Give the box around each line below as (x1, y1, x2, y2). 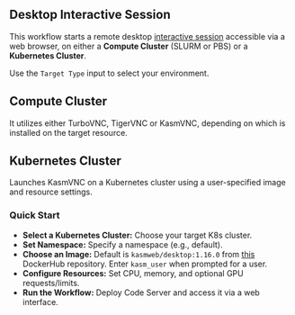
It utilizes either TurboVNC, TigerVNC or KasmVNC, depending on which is (9, 117, 286, 129)
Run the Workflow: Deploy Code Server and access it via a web (22, 287, 261, 298)
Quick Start (9, 209, 60, 221)
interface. (22, 296, 58, 307)
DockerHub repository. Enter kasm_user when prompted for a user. (22, 258, 268, 269)
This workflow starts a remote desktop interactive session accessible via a (9, 31, 285, 41)
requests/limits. (22, 277, 80, 288)
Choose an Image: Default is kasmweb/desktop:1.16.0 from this (22, 248, 255, 259)
